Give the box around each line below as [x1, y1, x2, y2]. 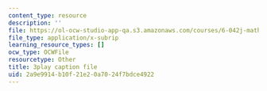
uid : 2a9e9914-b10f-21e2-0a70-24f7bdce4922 [8, 70, 155, 78]
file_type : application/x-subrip [8, 33, 119, 42]
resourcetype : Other [8, 56, 77, 64]
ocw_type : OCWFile [8, 48, 69, 56]
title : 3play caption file [8, 63, 98, 71]
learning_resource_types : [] [8, 41, 105, 49]
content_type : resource [8, 11, 87, 20]
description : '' [8, 19, 62, 27]
